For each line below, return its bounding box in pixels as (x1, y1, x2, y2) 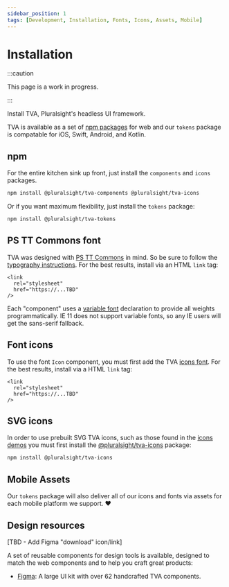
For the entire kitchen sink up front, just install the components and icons (7, 169, 211, 177)
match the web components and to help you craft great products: (7, 559, 194, 567)
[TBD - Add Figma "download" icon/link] (7, 538, 122, 546)
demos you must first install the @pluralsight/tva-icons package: (7, 441, 192, 449)
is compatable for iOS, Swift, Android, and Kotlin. (7, 130, 147, 139)
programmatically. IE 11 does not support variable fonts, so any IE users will (7, 311, 221, 319)
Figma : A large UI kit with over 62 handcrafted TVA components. (17, 572, 201, 580)
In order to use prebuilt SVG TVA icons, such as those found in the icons (7, 434, 213, 442)
